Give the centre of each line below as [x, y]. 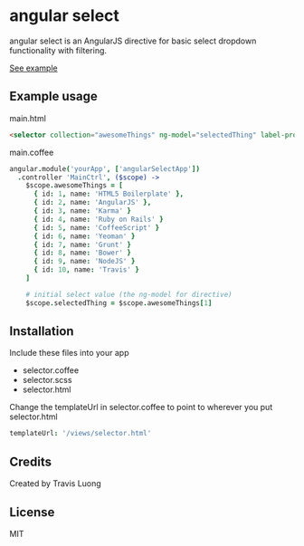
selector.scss [47, 380]
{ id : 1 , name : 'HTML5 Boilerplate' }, [108, 194]
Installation [42, 331]
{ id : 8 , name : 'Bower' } [82, 253]
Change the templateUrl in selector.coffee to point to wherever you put [141, 407]
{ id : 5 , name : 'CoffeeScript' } [96, 227]
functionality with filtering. [58, 50]
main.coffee [32, 152]
